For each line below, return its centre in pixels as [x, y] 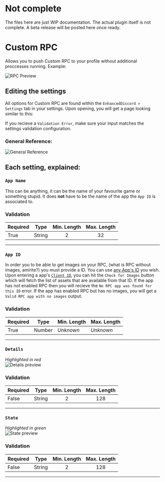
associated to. [19, 201]
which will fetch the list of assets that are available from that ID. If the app [79, 280]
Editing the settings [36, 91]
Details [14, 349]
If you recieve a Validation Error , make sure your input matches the [74, 123]
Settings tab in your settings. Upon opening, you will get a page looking [78, 108]
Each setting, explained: [43, 167]
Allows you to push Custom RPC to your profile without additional [71, 61]
